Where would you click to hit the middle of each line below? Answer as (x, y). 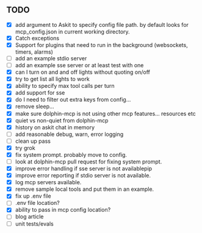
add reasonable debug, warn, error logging (69, 134)
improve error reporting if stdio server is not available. (83, 176)
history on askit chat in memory (55, 127)
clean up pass (33, 141)
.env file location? (37, 203)
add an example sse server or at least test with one (79, 65)
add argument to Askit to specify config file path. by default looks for (102, 24)
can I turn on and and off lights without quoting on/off (83, 72)
